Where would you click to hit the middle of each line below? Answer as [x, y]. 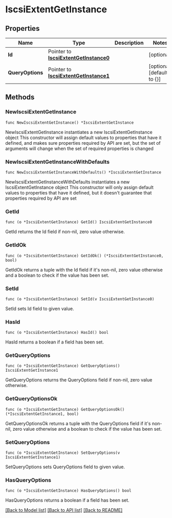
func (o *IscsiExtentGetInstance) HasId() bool [57, 333]
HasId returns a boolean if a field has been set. [55, 342]
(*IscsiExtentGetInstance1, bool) [42, 414]
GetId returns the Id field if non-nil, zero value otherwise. [65, 232]
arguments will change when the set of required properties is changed [79, 148]
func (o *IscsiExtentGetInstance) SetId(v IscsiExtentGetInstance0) [80, 299]
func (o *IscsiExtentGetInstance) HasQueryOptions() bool [68, 491]
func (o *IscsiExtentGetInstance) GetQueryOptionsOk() [65, 409]
